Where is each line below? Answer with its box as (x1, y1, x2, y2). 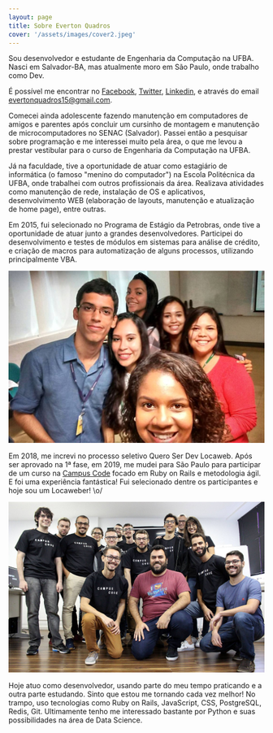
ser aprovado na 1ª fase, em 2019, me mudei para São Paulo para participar (8, 460, 262, 469)
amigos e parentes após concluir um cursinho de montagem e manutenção (8, 119, 260, 129)
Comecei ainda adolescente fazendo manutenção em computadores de (8, 111, 249, 121)
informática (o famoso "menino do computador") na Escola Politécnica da (8, 170, 255, 180)
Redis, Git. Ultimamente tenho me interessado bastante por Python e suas (8, 706, 256, 716)
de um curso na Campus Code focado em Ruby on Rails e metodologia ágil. (8, 468, 262, 478)
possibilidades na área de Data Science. (8, 715, 143, 725)
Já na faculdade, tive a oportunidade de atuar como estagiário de (8, 161, 227, 171)
